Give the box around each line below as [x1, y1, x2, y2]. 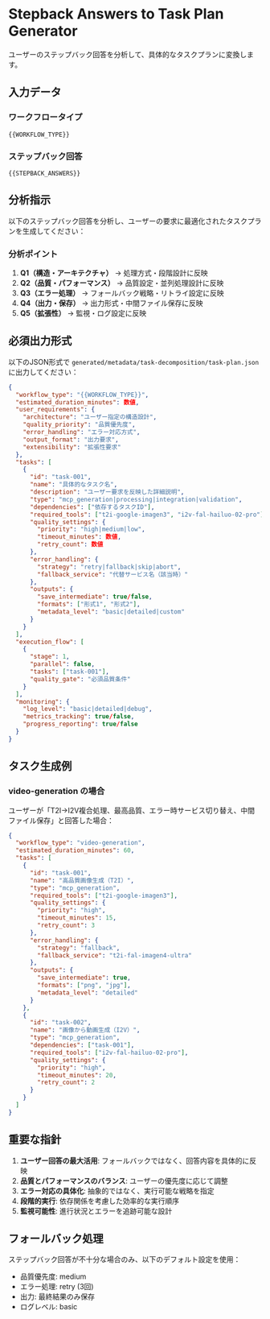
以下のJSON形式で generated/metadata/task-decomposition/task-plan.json [8, 357, 260, 366]
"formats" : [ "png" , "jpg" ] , [37, 982, 131, 990]
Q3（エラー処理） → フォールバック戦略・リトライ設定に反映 [19, 288, 224, 298]
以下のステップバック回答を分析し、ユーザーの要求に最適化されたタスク [8, 216, 247, 225]
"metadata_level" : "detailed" [37, 988, 138, 997]
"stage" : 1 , [29, 653, 70, 661]
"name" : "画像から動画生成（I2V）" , [29, 1026, 141, 1035]
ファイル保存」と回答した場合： [8, 815, 114, 825]
